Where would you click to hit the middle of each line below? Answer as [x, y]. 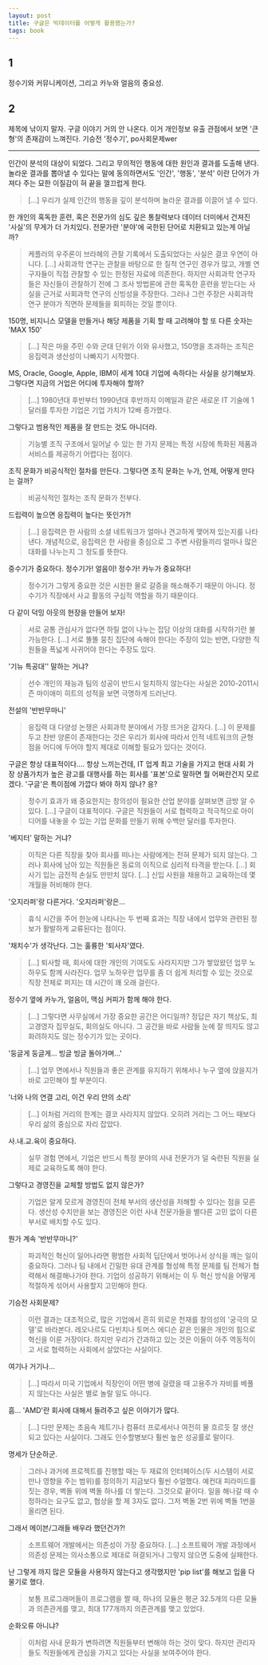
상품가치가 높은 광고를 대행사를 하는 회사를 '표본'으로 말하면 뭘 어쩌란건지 [130, 774]
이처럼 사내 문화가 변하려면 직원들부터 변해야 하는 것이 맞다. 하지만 [131, 1643]
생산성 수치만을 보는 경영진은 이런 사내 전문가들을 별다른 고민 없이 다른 [148, 1212]
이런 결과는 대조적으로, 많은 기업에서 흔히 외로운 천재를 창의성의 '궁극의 [138, 1320]
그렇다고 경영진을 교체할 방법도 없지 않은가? [76, 1185]
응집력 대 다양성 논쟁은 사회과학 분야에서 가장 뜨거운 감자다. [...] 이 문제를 [142, 727]
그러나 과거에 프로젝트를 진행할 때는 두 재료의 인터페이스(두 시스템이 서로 [141, 1471]
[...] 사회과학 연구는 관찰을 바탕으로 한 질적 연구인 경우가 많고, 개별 [148, 264]
